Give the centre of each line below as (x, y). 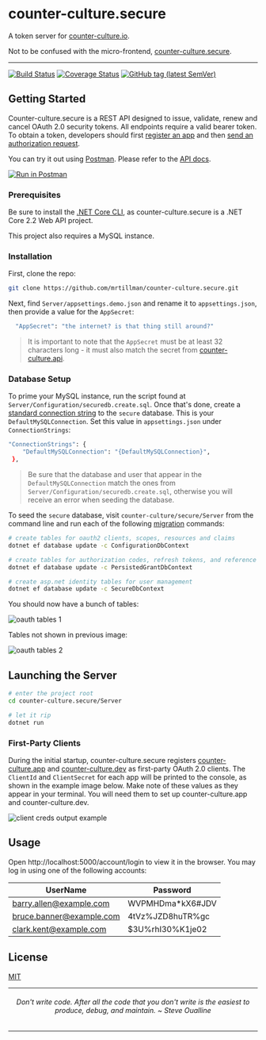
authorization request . (44, 143)
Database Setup (40, 379)
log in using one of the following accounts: (78, 870)
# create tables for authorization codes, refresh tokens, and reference (133, 560)
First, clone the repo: (42, 274)
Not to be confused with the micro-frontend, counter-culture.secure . (120, 51)
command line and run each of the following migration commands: (116, 524)
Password (172, 890)
